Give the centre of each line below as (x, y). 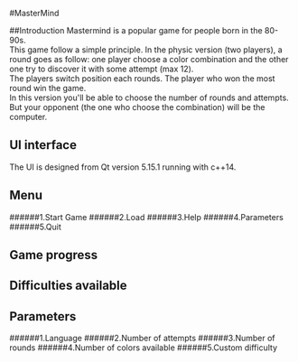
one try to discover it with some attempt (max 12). (102, 69)
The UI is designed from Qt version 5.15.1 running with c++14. (123, 167)
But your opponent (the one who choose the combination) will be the (137, 107)
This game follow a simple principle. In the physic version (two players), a (146, 50)
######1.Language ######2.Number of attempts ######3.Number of (142, 339)
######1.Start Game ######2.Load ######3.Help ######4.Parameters (147, 217)
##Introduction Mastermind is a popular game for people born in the (136, 30)
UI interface (43, 145)
